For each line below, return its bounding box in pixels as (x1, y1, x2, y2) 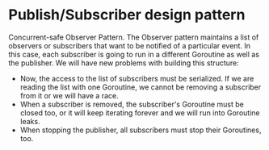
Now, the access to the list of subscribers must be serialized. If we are (19, 73, 254, 83)
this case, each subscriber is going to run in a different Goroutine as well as (8, 49, 260, 59)
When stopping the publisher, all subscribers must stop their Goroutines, (19, 125, 262, 135)
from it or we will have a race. (19, 90, 119, 100)
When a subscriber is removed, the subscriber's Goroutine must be (19, 99, 244, 109)
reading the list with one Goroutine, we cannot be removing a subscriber (19, 82, 262, 92)
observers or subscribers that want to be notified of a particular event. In (8, 40, 250, 50)
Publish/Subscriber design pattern (8, 6, 246, 24)
